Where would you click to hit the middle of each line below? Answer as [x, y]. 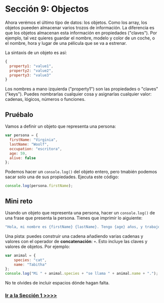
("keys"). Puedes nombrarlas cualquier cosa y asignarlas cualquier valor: [78, 94]
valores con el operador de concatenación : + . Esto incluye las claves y [76, 241]
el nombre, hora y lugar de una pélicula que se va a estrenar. [66, 43]
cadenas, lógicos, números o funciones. [45, 99]
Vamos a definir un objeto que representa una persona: [61, 126]
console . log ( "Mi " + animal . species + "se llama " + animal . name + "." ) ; [82, 274]
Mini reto [19, 201]
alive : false [23, 158]
